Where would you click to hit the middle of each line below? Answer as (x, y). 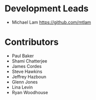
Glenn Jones (25, 82)
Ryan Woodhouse (30, 92)
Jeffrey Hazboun (29, 76)
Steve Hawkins (27, 71)
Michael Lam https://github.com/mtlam (51, 22)
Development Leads (47, 9)
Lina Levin (22, 87)
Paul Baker (23, 56)
